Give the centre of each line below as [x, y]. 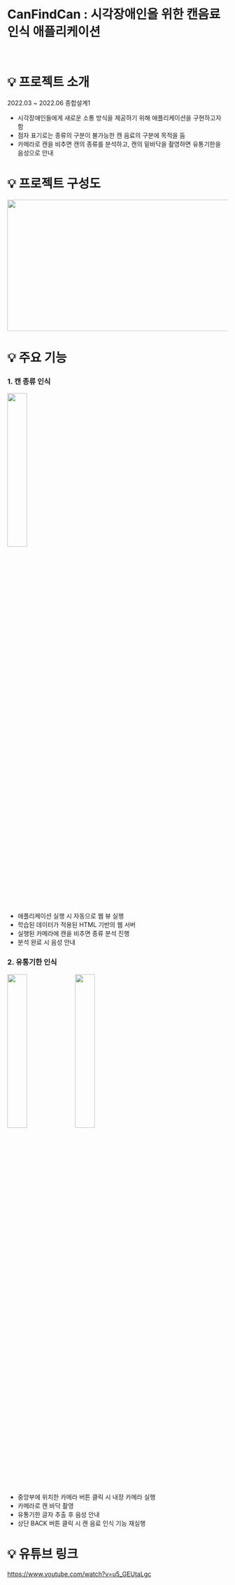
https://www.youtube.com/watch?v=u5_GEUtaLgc [79, 1574]
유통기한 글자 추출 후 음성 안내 [58, 1514]
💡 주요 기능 [37, 358]
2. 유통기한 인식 [32, 962]
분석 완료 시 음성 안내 [46, 942]
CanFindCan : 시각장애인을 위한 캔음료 [114, 14]
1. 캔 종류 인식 [29, 381]
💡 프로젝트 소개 [48, 82]
